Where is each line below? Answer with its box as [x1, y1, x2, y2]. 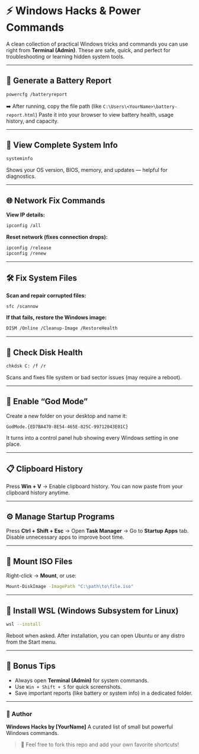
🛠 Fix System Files [6, 273, 78, 283]
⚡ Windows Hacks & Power [6, 4, 141, 18]
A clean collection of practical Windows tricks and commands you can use [6, 40, 188, 47]
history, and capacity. [6, 117, 59, 124]
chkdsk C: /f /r [6, 363, 46, 369]
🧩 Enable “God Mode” [6, 397, 88, 407]
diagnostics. [6, 172, 36, 180]
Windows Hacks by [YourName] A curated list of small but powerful [6, 723, 174, 730]
